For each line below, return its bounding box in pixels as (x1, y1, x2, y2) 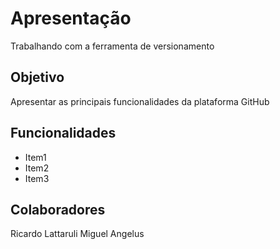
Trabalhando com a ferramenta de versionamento (10, 40, 215, 52)
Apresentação (10, 7, 132, 30)
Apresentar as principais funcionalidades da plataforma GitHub (10, 95, 270, 107)
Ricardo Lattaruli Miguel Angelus (10, 228, 145, 240)
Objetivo (10, 69, 65, 86)
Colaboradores (10, 201, 106, 218)
